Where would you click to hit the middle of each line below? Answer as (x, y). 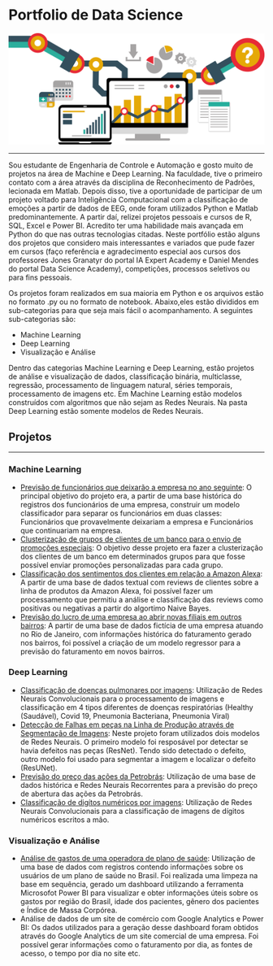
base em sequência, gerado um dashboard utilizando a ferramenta (132, 885)
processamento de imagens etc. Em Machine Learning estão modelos (125, 394)
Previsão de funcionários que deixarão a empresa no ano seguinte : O (136, 487)
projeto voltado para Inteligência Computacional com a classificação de (128, 200)
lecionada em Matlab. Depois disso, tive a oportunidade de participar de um (135, 191)
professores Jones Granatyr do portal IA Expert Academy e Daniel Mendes (134, 260)
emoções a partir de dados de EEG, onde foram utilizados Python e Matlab (133, 208)
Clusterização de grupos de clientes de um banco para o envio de (131, 539)
